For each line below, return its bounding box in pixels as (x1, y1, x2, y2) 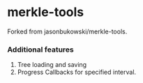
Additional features (7, 45, 75, 54)
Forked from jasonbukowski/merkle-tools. (7, 27, 128, 36)
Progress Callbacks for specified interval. (17, 68, 137, 77)
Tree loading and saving (17, 61, 87, 69)
